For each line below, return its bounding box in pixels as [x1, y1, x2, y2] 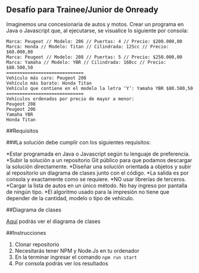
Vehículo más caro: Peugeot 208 [6, 75, 86, 81]
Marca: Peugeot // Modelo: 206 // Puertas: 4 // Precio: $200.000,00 [6, 38, 183, 44]
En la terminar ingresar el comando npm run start [14, 253, 137, 260]
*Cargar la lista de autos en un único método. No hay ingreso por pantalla [6, 182, 188, 189]
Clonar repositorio [14, 241, 60, 248]
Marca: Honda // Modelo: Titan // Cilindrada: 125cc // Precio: [6, 44, 169, 49]
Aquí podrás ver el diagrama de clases [6, 218, 101, 225]
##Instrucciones [6, 229, 46, 236]
